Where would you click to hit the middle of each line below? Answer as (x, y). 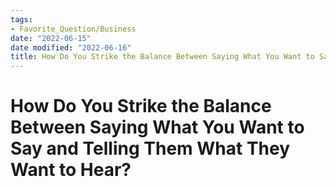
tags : (21, 19)
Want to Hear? (71, 170)
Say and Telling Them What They (150, 148)
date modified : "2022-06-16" (71, 47)
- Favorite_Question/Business (73, 29)
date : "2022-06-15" (51, 38)
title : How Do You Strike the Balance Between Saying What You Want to (162, 57)
